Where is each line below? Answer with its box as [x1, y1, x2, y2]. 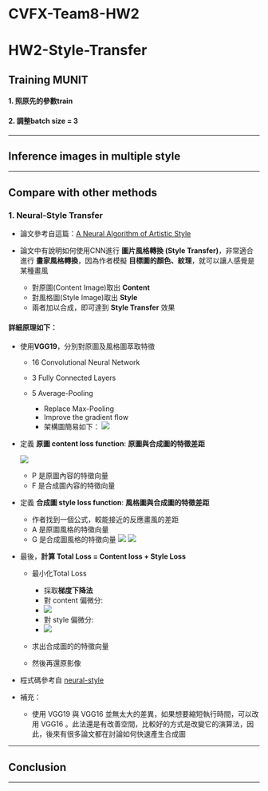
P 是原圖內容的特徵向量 [31, 471, 109, 481]
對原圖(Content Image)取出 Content [31, 283, 150, 292]
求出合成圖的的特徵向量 [31, 642, 109, 651]
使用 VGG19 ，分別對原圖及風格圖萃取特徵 [19, 342, 156, 351]
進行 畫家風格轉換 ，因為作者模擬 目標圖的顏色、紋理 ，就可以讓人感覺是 [19, 256, 255, 266]
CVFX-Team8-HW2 [8, 5, 140, 23]
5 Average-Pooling [31, 389, 93, 398]
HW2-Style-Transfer [8, 42, 148, 60]
